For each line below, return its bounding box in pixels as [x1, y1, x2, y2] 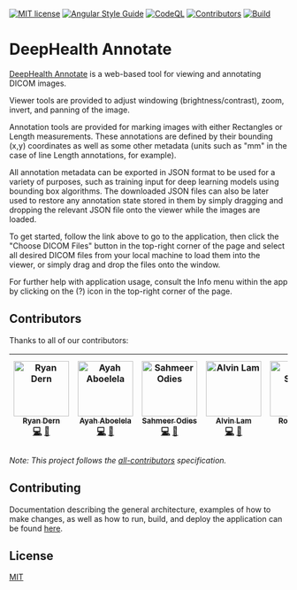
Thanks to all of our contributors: [9, 334, 129, 345]
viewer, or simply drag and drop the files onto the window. [9, 259, 221, 270]
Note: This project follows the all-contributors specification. [9, 455, 227, 465]
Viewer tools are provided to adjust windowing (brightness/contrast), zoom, [9, 95, 285, 105]
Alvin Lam [215, 416, 252, 425]
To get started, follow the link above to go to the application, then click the [9, 231, 279, 241]
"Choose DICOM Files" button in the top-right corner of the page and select [9, 240, 286, 251]
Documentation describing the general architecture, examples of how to [9, 504, 271, 515]
